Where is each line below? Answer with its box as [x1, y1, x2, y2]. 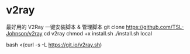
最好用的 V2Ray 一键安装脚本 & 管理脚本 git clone [6, 23, 125, 30]
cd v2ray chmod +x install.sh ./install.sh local [43, 30, 153, 37]
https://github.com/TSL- [126, 23, 184, 30]
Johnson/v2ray [6, 30, 43, 37]
